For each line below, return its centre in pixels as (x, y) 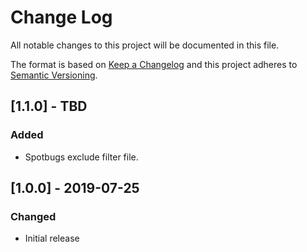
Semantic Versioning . (54, 75)
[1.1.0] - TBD (49, 106)
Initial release (52, 238)
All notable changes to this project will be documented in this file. (145, 45)
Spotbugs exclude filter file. (81, 157)
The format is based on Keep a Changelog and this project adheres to (154, 64)
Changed (33, 216)
